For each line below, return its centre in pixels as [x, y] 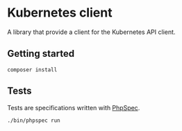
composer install [32, 70]
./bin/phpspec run [34, 120]
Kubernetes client [60, 13]
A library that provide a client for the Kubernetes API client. [91, 32]
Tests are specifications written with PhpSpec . [74, 107]
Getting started [41, 54]
